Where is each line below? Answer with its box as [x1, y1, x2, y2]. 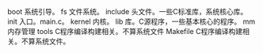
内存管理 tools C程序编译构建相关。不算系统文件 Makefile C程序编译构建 [7, 27, 243, 36]
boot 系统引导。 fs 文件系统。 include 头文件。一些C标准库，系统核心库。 [7, 7, 248, 16]
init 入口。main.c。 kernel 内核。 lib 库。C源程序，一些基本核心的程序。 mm [7, 17, 256, 26]
